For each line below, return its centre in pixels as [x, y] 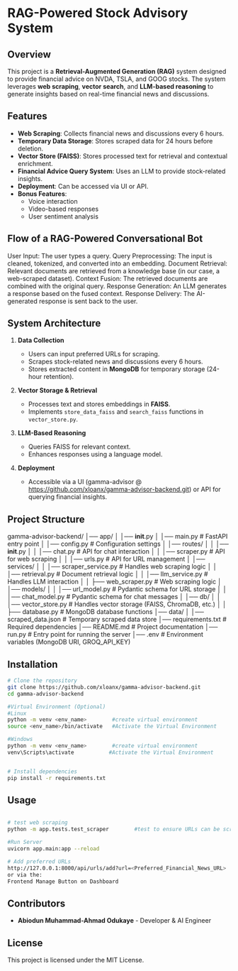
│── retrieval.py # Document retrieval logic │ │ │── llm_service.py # [108, 574]
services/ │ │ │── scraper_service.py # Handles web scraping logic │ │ [112, 566]
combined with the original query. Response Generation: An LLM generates [117, 286]
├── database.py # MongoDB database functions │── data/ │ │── [106, 612]
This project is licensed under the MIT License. [76, 960]
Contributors [36, 903]
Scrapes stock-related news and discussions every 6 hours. [115, 362]
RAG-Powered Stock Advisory [98, 13]
